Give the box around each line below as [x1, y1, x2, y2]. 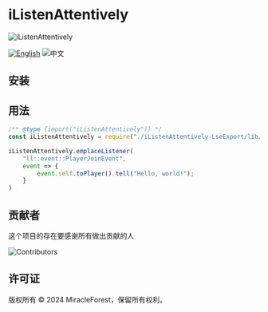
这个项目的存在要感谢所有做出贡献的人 [8, 231, 134, 240]
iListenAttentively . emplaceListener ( [8, 147, 134, 155]
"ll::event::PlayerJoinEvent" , [22, 154, 127, 163]
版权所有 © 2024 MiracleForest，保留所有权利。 [8, 294, 167, 304]
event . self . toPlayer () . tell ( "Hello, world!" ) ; [37, 169, 195, 177]
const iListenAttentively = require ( [8, 133, 134, 141]
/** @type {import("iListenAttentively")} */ [8, 125, 162, 133]
